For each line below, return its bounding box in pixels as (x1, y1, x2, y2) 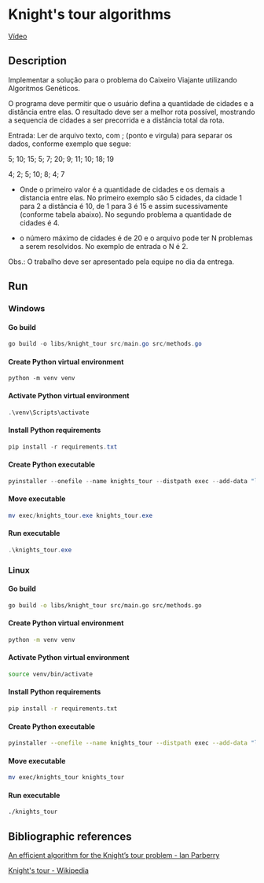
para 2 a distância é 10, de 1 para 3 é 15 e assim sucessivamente (19, 201, 229, 211)
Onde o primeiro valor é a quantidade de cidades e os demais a (19, 185, 225, 194)
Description (8, 54, 67, 68)
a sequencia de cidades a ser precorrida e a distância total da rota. (8, 115, 225, 125)
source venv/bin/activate (8, 670, 93, 679)
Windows (8, 303, 46, 314)
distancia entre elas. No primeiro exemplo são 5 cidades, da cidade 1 (19, 192, 242, 202)
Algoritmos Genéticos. (8, 83, 81, 93)
